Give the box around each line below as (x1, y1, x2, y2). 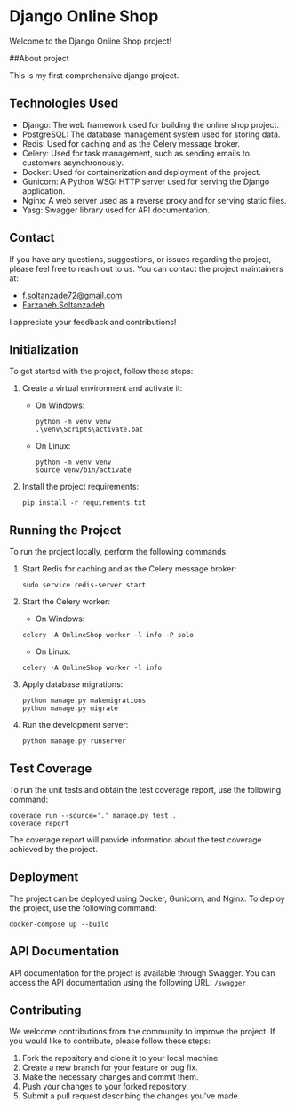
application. (21, 185, 66, 196)
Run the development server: (21, 720, 129, 731)
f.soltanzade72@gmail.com (21, 290, 123, 300)
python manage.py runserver (21, 737, 126, 746)
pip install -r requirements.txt (21, 499, 147, 507)
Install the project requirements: (21, 482, 140, 492)
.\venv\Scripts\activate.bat (35, 425, 144, 435)
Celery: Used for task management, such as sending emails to (21, 148, 251, 158)
